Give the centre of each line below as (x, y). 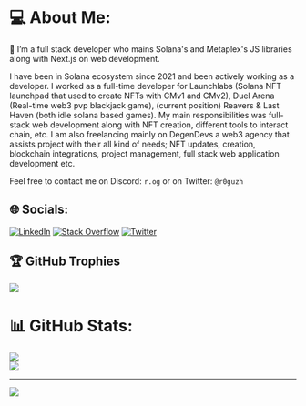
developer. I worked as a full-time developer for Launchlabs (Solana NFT (146, 86)
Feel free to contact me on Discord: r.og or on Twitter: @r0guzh (127, 181)
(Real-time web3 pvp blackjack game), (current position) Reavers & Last (144, 105)
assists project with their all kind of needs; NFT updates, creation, (133, 144)
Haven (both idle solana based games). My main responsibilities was (138, 115)
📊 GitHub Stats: (71, 325)
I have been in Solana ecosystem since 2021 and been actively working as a (152, 76)
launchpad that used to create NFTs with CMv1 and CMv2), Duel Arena (142, 96)
